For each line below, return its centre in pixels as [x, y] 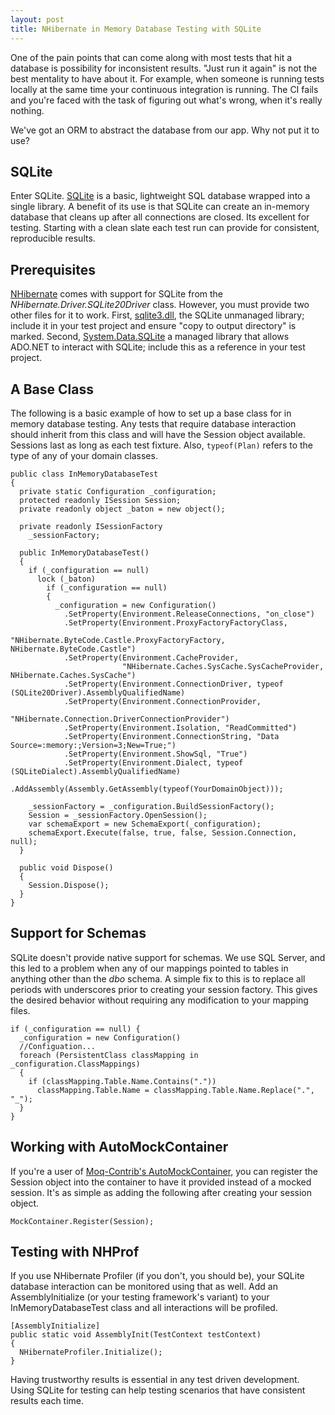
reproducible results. [53, 238]
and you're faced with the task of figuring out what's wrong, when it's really [166, 100]
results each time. [47, 1401]
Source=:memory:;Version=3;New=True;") [93, 745]
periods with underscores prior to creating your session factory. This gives [164, 989]
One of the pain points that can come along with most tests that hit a [151, 57]
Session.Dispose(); [69, 885]
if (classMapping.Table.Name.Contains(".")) [122, 1081]
